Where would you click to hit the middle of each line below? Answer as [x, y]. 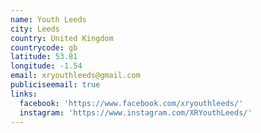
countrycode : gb [44, 47]
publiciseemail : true [55, 85]
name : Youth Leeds [48, 19]
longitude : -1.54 [46, 66]
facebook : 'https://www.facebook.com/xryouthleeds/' [131, 103]
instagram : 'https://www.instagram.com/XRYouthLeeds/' [136, 112]
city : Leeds [35, 29]
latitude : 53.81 [44, 57]
